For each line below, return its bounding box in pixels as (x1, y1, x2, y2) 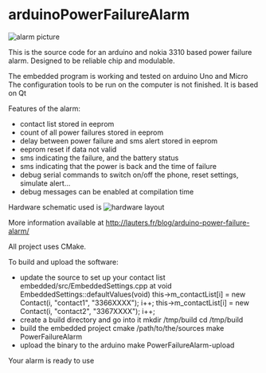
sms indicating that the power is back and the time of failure (19, 161, 217, 171)
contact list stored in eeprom (19, 119, 115, 128)
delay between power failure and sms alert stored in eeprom (19, 135, 218, 145)
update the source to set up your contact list (19, 273, 166, 282)
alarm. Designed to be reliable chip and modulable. (8, 56, 175, 65)
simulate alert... (19, 178, 71, 188)
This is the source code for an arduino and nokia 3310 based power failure (8, 47, 252, 57)
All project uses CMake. (8, 241, 86, 251)
